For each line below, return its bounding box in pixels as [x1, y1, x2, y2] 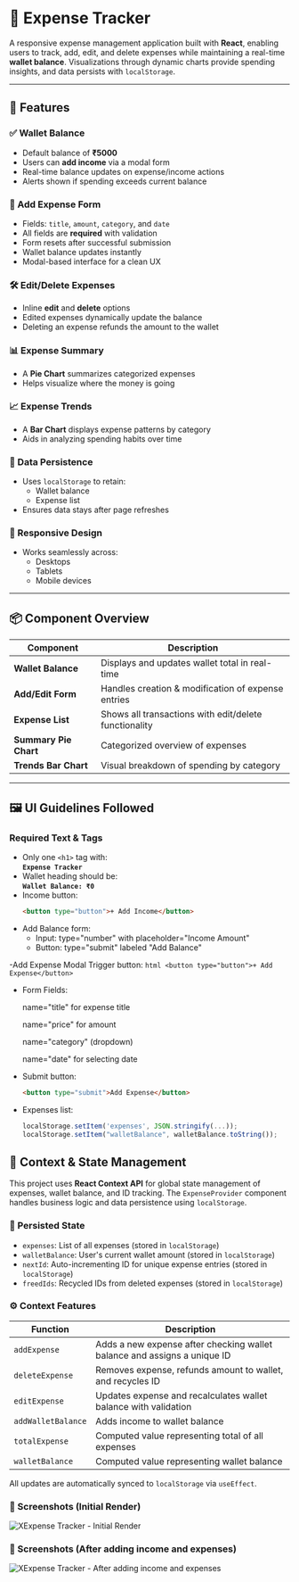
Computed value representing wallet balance [94, 1454, 283, 1467]
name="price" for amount [21, 1019, 117, 1030]
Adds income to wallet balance [94, 1414, 224, 1427]
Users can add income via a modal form [21, 156, 171, 168]
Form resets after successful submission [21, 236, 172, 248]
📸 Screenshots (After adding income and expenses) [9, 1543, 238, 1555]
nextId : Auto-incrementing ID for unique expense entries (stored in [21, 1258, 268, 1270]
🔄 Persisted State [9, 1220, 85, 1232]
